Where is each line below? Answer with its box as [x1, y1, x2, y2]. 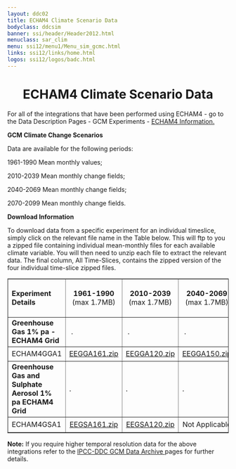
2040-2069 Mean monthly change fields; [7, 185, 127, 193]
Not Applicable [182, 419, 232, 429]
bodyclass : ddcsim [7, 23, 61, 30]
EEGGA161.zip [69, 349, 119, 359]
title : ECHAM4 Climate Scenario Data [7, 17, 118, 24]
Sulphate [11, 379, 43, 389]
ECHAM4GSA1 [11, 419, 62, 429]
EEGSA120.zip [126, 419, 175, 429]
